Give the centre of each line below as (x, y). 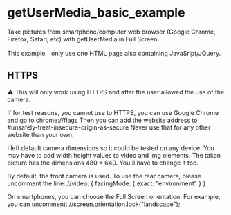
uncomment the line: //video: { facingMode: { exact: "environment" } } (107, 183)
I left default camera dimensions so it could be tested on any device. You (111, 148)
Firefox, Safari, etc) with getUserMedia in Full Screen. (83, 39)
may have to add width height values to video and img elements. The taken (114, 155)
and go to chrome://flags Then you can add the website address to (102, 120)
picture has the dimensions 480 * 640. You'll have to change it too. (103, 163)
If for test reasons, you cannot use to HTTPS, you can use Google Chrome (113, 112)
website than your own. (40, 134)
